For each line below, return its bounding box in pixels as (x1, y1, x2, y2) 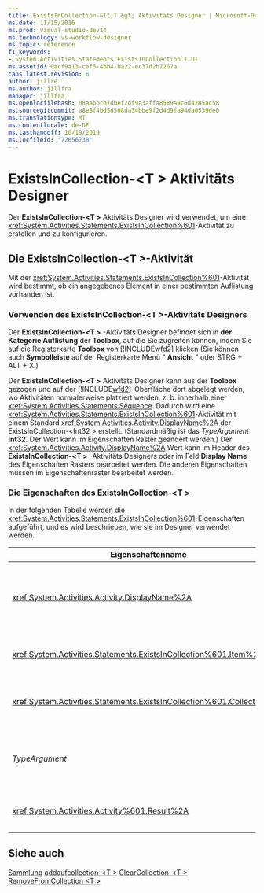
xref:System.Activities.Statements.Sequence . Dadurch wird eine (8, 400, 216, 410)
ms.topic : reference (8, 41, 76, 49)
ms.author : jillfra (8, 84, 72, 93)
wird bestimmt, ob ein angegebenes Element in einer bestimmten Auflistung (8, 281, 254, 291)
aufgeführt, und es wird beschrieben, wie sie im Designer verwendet (8, 522, 230, 531)
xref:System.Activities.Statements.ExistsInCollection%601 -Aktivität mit (8, 409, 236, 419)
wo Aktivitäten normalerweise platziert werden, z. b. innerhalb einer (8, 393, 228, 402)
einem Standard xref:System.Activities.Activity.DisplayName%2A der (8, 418, 232, 427)
